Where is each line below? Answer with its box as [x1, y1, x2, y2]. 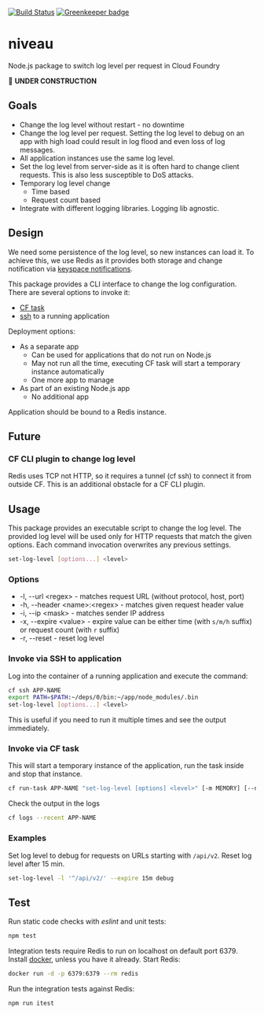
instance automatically [31, 367, 104, 376]
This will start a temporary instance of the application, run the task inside [8, 761, 244, 770]
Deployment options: [8, 327, 76, 336]
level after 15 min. [8, 858, 65, 869]
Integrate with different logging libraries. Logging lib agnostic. [19, 203, 220, 212]
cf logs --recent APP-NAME [8, 814, 97, 822]
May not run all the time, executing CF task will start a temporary [31, 358, 241, 367]
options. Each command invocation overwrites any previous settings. [8, 540, 232, 550]
